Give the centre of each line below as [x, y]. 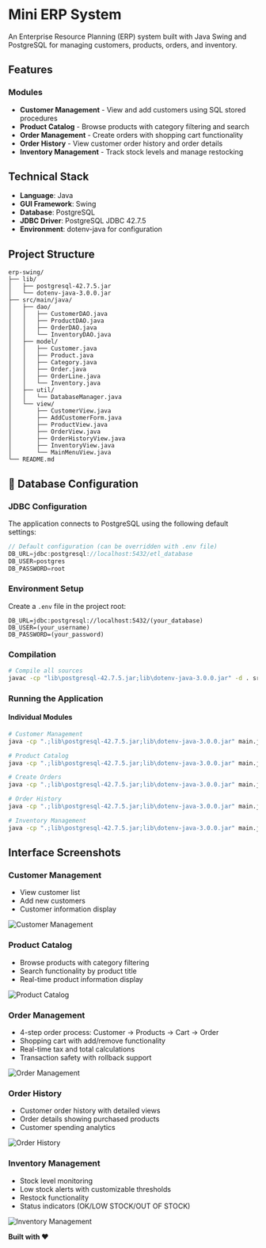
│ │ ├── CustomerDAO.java [58, 314]
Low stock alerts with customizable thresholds [95, 1189]
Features [30, 70]
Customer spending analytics [68, 1128]
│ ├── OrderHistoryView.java [67, 439]
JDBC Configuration [47, 506]
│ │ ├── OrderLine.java [55, 377]
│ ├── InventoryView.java [61, 446]
